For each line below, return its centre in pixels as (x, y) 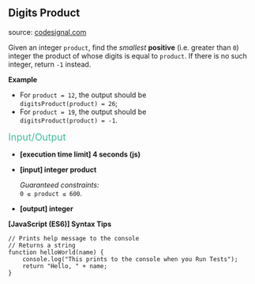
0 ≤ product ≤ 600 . (51, 193)
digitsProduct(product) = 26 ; (69, 103)
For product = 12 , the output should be (83, 95)
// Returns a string (42, 245)
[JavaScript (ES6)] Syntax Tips (60, 224)
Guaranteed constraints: (59, 184)
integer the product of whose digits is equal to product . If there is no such (127, 55)
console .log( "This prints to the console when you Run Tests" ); (130, 259)
